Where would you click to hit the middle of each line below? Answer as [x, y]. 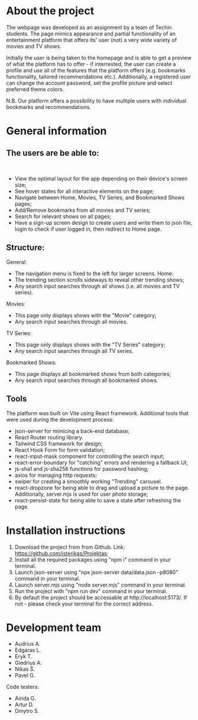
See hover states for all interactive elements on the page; [84, 191]
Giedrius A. [28, 663]
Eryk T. [23, 657]
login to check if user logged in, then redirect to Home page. [88, 229]
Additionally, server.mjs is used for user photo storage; [81, 494]
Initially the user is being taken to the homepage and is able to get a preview [99, 58]
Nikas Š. [25, 669]
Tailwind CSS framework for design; [59, 444]
